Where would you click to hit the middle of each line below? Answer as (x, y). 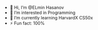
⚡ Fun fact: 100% (27, 23)
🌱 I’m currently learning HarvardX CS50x (51, 18)
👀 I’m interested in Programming (43, 13)
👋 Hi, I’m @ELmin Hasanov (37, 7)
